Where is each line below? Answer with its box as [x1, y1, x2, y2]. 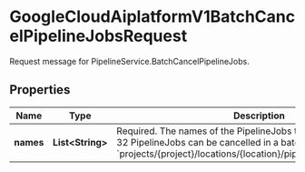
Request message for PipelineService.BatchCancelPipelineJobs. [9, 56, 250, 66]
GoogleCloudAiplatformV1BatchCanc [9, 6, 296, 27]
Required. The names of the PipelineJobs [116, 125, 292, 137]
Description [232, 109, 286, 122]
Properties [9, 82, 71, 97]
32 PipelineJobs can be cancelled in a [116, 136, 280, 148]
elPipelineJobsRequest [9, 25, 188, 46]
